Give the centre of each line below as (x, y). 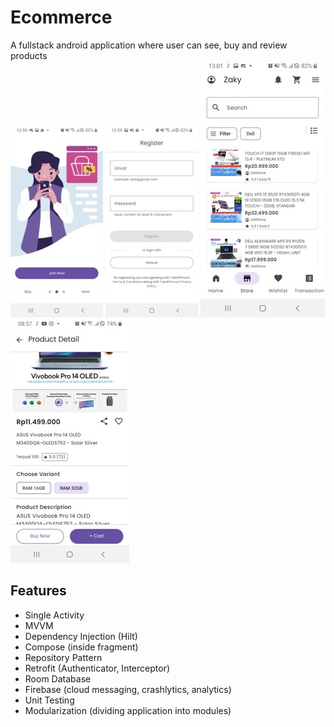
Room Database (58, 678)
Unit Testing (49, 700)
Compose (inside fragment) (81, 647)
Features (38, 591)
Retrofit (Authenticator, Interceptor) (97, 668)
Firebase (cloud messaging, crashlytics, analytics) (128, 689)
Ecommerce (61, 17)
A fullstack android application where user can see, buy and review (149, 45)
